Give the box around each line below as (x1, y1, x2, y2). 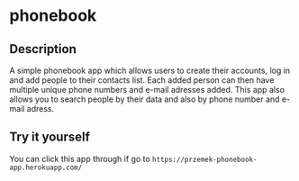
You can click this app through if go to (9, 153, 150, 164)
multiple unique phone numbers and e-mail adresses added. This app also (9, 85, 285, 95)
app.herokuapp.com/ (9, 163, 83, 172)
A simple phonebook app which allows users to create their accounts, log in (9, 65, 291, 76)
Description (9, 41, 77, 57)
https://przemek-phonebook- (151, 155, 258, 164)
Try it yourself (9, 130, 90, 145)
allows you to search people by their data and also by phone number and (9, 94, 280, 104)
